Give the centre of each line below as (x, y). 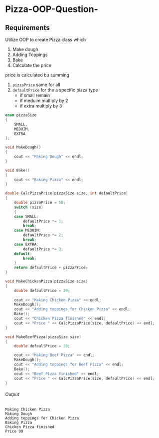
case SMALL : (26, 216)
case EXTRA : (26, 244)
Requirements (27, 28)
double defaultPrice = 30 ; (42, 346)
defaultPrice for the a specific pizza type (55, 90)
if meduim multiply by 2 (44, 100)
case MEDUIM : (28, 230)
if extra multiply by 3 (41, 106)
